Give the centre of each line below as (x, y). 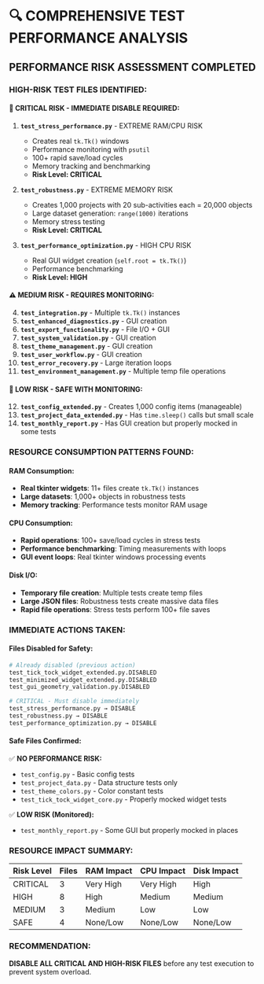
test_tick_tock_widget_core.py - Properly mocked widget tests (123, 799)
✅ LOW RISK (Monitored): (52, 814)
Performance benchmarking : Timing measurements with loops (123, 549)
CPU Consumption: (41, 523)
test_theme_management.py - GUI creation (86, 346)
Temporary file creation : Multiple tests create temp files (112, 592)
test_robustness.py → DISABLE (59, 716)
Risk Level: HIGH (60, 277)
